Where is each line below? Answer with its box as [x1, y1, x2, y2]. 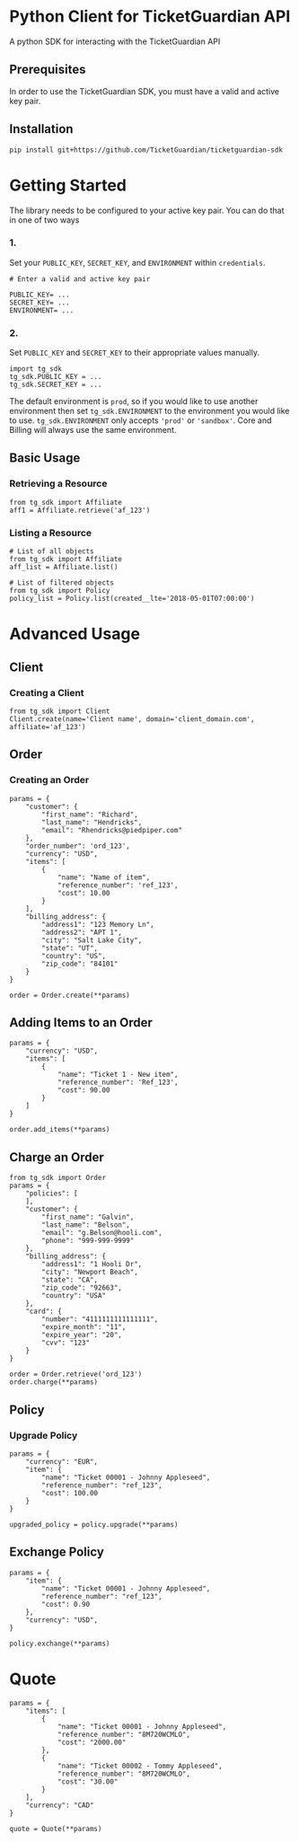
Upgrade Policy [9, 1429, 78, 1441]
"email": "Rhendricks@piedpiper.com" [41, 825, 182, 834]
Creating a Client [9, 686, 84, 699]
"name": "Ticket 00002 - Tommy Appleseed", [57, 1761, 223, 1770]
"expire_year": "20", [41, 1331, 123, 1340]
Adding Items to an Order [9, 1015, 153, 1030]
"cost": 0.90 [41, 1600, 91, 1608]
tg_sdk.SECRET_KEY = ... [9, 380, 102, 390]
